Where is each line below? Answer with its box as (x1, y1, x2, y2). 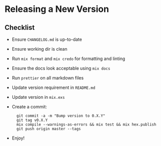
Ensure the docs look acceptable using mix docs (11, 66, 110, 71)
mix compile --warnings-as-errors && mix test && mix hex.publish (16, 122, 157, 127)
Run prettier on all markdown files (11, 75, 84, 80)
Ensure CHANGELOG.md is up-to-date (11, 36, 82, 42)
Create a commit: (11, 104, 48, 110)
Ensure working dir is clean (11, 46, 67, 52)
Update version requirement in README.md (11, 84, 96, 90)
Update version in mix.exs (11, 94, 65, 100)
